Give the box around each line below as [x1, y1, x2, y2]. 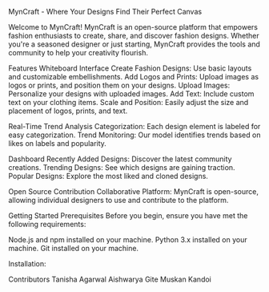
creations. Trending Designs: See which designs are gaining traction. [8, 163, 235, 172]
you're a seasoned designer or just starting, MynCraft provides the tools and [8, 39, 260, 49]
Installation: [8, 259, 46, 268]
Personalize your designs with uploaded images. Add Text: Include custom [8, 89, 255, 99]
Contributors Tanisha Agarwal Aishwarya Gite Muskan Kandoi [8, 274, 212, 284]
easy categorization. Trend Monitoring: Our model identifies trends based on [8, 130, 261, 140]
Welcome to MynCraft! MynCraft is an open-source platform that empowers [8, 22, 259, 31]
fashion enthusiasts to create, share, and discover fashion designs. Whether [8, 31, 259, 40]
